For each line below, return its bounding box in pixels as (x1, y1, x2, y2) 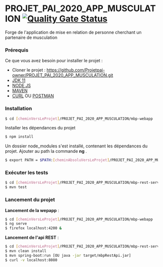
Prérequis (5, 47, 29, 53)
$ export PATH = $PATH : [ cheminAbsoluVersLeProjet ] (5, 158, 110, 163)
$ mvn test (5, 185, 27, 190)
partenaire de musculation (5, 35, 58, 40)
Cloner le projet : (12, 67, 46, 73)
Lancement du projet (5, 196, 55, 203)
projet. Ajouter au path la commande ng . (5, 148, 87, 154)
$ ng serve (5, 221, 27, 226)
